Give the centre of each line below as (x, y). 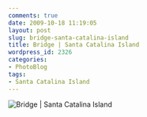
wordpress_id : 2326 (40, 52)
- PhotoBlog (28, 67)
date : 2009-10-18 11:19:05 (53, 23)
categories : (28, 60)
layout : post (30, 30)
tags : (17, 74)
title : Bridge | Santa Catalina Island (74, 45)
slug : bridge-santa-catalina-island (68, 38)
